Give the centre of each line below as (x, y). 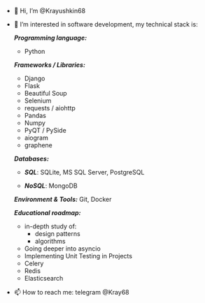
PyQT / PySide (45, 130)
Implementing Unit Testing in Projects (78, 256)
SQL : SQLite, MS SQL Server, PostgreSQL (84, 172)
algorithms (50, 241)
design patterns (57, 234)
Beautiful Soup (46, 93)
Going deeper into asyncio (63, 249)
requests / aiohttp (50, 108)
